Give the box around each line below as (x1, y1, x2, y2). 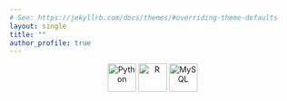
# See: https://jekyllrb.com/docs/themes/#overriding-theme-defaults (9, 13, 279, 23)
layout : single (9, 22, 67, 31)
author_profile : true (9, 38, 92, 48)
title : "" (9, 30, 47, 39)
